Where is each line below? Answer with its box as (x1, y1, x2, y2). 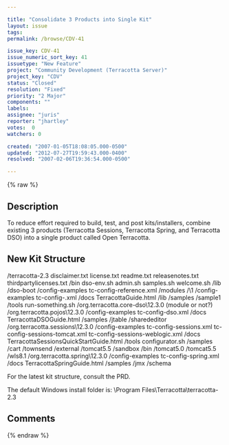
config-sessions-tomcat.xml (7, 330, 87, 338)
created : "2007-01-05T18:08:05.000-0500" (7, 143, 128, 150)
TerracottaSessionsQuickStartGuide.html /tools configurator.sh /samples (7, 337, 213, 345)
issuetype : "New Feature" (7, 60, 81, 67)
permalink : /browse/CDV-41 (7, 35, 85, 42)
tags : (7, 29, 23, 36)
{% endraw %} (7, 431, 50, 440)
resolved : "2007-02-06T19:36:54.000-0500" (7, 156, 131, 163)
